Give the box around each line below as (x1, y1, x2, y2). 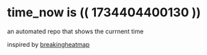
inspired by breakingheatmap (7, 40, 90, 48)
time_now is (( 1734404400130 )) (7, 5, 201, 20)
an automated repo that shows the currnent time (7, 27, 144, 35)
